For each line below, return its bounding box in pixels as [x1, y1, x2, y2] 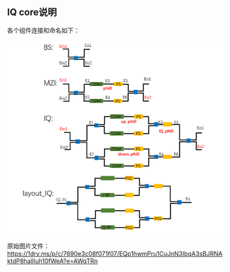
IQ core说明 [7, 6, 57, 19]
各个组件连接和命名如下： [7, 26, 80, 34]
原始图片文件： [7, 242, 50, 250]
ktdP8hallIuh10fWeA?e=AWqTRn [7, 257, 98, 265]
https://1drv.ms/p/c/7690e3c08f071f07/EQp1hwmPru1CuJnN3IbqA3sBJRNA [7, 250, 223, 258]
